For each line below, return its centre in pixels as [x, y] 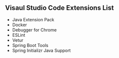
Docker [20, 25]
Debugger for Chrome [35, 30]
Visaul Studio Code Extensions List [59, 8]
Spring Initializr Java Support [41, 50]
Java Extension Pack [33, 19]
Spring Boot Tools [30, 45]
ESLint [19, 35]
